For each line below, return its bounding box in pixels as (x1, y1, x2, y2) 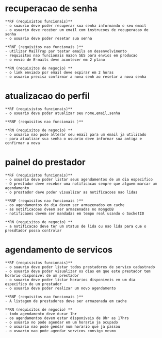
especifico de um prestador (5, 282, 62, 286)
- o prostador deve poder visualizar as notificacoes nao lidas (5, 190, 138, 195)
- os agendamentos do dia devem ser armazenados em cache (5, 202, 125, 207)
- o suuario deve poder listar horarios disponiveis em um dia (5, 277, 136, 282)
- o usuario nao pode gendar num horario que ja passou (5, 324, 120, 329)
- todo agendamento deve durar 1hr (5, 311, 77, 316)
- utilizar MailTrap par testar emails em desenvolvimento (5, 49, 127, 53)
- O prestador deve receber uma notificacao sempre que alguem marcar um (5, 181, 158, 186)
